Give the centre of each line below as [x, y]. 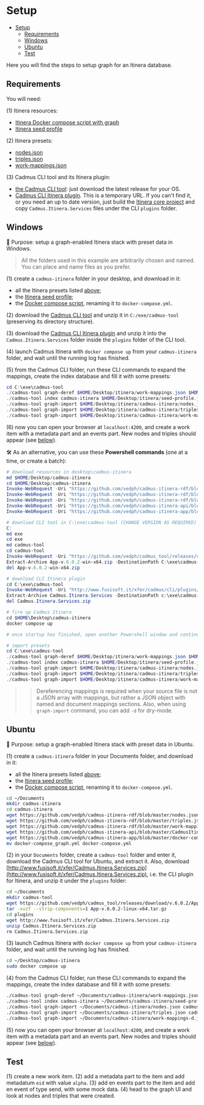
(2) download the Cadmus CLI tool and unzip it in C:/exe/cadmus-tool [93, 315]
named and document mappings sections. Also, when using [111, 704]
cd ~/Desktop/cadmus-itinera [43, 961]
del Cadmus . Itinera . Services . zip [49, 601]
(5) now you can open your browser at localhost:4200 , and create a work [98, 1030]
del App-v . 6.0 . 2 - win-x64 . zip [43, 568]
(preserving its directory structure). [50, 321]
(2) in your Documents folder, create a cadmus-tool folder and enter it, [91, 855]
